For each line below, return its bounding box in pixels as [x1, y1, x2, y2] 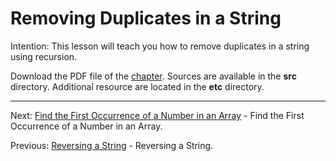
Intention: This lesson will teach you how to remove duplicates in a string [10, 40, 310, 52]
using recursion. [10, 50, 78, 62]
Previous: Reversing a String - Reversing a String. [10, 139, 214, 151]
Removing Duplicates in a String [10, 7, 282, 30]
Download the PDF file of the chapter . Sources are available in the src [10, 70, 297, 82]
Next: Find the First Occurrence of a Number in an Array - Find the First [10, 109, 305, 121]
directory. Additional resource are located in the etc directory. [10, 80, 265, 92]
